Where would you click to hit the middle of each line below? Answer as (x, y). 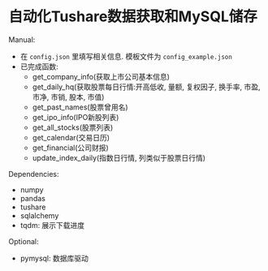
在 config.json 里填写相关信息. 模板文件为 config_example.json (126, 56)
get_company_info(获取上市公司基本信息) (101, 76)
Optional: (24, 241)
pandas (33, 198)
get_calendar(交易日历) (71, 137)
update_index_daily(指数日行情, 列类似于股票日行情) (119, 157)
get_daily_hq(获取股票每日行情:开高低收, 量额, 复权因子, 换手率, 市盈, (147, 87)
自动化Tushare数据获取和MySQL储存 (133, 17)
